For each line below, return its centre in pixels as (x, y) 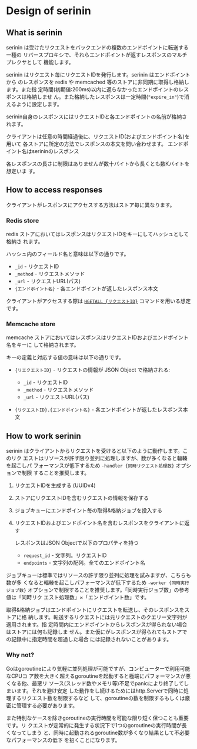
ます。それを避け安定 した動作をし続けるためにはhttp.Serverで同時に (100, 691)
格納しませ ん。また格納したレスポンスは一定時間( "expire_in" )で (105, 97)
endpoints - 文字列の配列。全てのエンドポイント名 (84, 563)
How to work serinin (44, 436)
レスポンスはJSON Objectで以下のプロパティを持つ (77, 543)
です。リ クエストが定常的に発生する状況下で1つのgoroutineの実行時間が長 (96, 725)
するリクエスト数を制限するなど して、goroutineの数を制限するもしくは (98, 698)
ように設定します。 (39, 104)
